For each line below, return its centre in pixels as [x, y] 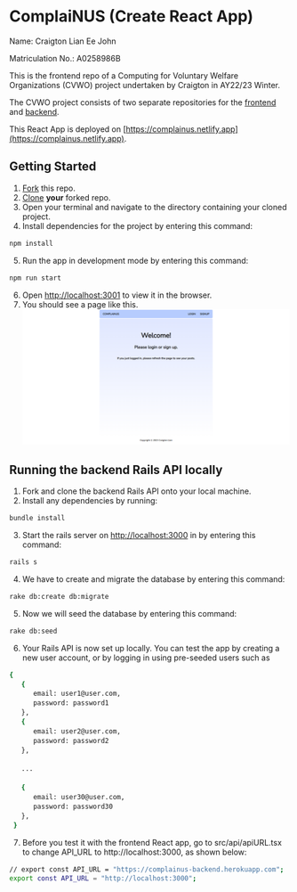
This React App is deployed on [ [68, 129]
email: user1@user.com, [77, 694]
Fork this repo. [48, 188]
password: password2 [71, 741]
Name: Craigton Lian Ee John [63, 41]
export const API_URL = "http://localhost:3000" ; [103, 879]
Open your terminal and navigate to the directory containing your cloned [154, 207]
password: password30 [73, 806]
